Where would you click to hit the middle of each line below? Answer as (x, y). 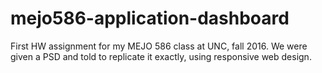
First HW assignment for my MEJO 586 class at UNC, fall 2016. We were (159, 46)
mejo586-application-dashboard (150, 18)
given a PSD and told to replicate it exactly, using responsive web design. (161, 56)
